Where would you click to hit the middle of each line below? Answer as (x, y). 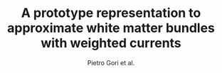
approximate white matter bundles (111, 28)
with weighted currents (111, 43)
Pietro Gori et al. (111, 62)
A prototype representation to (111, 13)
